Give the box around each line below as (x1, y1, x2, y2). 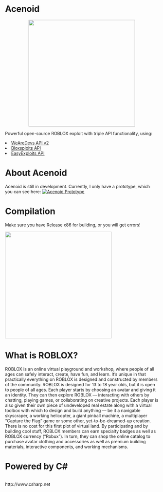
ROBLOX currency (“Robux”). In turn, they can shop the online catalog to (5, 433, 151, 439)
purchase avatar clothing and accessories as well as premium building (5, 438, 146, 444)
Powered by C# (5, 461, 68, 472)
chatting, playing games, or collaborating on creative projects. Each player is (5, 397, 159, 403)
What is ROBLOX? (5, 350, 78, 361)
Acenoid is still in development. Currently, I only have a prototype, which (5, 183, 150, 189)
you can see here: (5, 189, 41, 195)
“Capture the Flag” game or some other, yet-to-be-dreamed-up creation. (5, 418, 151, 424)
